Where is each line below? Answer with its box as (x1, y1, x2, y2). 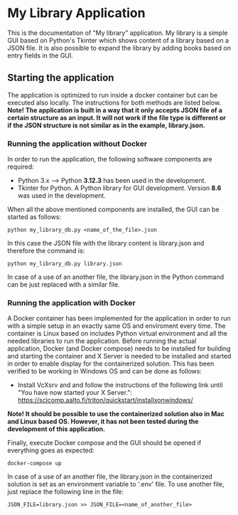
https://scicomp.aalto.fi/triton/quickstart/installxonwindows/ (17, 396, 193, 405)
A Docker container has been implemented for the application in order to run (7, 314, 231, 323)
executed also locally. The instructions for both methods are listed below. (7, 98, 222, 107)
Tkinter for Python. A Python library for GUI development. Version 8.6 (17, 184, 222, 193)
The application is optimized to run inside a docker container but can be (7, 90, 218, 99)
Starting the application (7, 72, 114, 84)
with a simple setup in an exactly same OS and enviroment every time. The (7, 322, 226, 330)
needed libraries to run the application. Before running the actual (7, 336, 197, 346)
